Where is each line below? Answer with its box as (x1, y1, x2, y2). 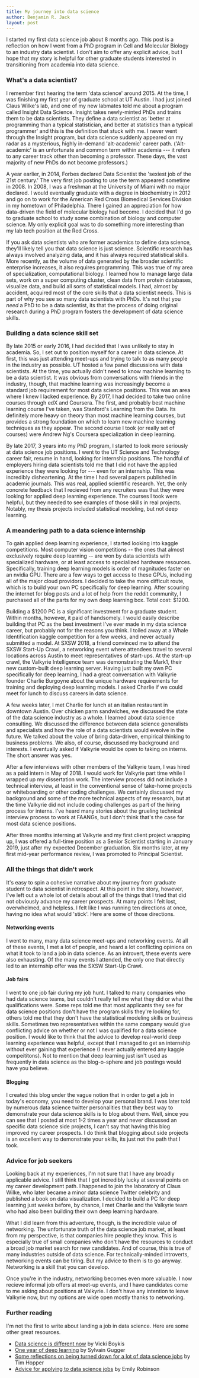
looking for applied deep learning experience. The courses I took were (6, 492, 178, 499)
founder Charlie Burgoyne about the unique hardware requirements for (6, 677, 179, 685)
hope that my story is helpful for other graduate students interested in (6, 55, 176, 62)
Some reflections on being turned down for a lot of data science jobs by (14, 1352, 191, 1360)
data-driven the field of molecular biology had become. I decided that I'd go (6, 208, 191, 215)
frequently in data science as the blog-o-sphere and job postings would (6, 1058, 182, 1065)
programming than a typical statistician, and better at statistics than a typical (6, 121, 193, 128)
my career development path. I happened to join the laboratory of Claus (6, 1183, 181, 1190)
